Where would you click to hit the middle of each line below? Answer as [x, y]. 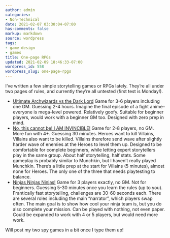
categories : [18, 15]
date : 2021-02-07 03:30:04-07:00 [41, 24]
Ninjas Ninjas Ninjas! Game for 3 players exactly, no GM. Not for [79, 182]
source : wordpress [25, 39]
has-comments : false [27, 29]
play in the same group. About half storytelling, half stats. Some [79, 155]
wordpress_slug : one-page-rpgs [38, 72]
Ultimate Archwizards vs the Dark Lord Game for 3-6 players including [86, 101]
